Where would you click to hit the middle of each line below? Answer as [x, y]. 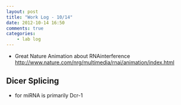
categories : [21, 34]
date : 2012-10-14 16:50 [36, 23]
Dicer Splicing [33, 81]
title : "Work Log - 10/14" [39, 17]
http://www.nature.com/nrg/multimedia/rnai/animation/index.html [95, 62]
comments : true [25, 28]
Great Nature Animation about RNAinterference [72, 56]
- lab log [29, 39]
